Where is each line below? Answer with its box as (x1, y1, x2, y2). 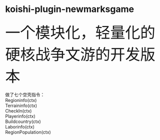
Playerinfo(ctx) (5, 113, 36, 119)
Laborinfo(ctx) (5, 123, 35, 129)
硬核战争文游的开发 (5, 44, 141, 63)
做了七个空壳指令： (5, 91, 45, 97)
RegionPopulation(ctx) (5, 129, 51, 135)
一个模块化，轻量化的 (5, 22, 156, 42)
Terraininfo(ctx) (5, 102, 37, 108)
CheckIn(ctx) (5, 107, 32, 113)
